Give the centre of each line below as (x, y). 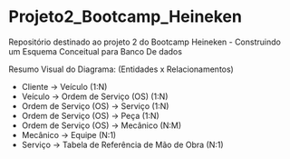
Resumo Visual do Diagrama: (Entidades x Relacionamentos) (121, 69)
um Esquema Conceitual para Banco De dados (96, 51)
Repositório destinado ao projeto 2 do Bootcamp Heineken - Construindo (145, 42)
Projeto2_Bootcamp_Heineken (125, 17)
